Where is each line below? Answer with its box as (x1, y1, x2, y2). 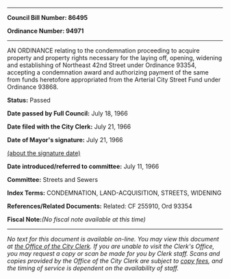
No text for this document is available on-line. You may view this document (7, 235, 219, 243)
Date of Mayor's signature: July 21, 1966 (7, 136, 123, 144)
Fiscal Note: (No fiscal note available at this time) (7, 215, 146, 223)
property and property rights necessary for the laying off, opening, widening (7, 54, 222, 62)
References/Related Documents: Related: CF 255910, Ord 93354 (7, 202, 193, 210)
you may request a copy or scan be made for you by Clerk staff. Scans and (7, 250, 220, 257)
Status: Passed (7, 96, 51, 104)
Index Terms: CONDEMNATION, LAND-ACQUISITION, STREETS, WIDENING (7, 189, 222, 197)
